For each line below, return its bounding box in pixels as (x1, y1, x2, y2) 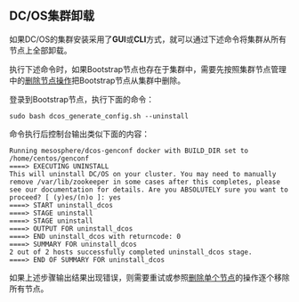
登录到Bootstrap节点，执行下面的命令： (9, 94, 155, 104)
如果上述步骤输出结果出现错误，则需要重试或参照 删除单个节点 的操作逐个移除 (9, 272, 290, 282)
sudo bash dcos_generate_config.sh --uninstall (9, 111, 190, 120)
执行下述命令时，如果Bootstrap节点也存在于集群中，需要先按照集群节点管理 (9, 63, 287, 74)
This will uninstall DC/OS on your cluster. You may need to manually (9, 169, 277, 178)
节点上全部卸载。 (9, 45, 72, 55)
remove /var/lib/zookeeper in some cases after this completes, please (9, 177, 280, 186)
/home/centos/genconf (9, 154, 90, 163)
